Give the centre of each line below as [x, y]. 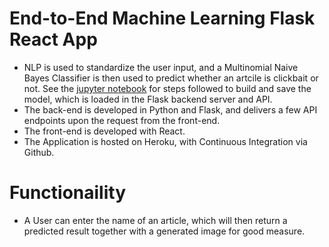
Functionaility [68, 193]
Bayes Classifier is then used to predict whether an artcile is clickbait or [171, 78]
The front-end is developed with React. [104, 131]
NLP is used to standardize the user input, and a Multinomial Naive [161, 67]
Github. [39, 152]
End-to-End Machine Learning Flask [162, 18]
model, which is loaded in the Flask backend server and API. [148, 99]
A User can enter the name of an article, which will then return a [155, 220]
